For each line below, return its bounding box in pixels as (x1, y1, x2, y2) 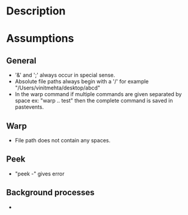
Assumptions (6, 32, 74, 46)
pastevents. (14, 103, 44, 111)
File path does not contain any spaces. (14, 137, 111, 144)
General (6, 55, 37, 65)
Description (6, 4, 66, 18)
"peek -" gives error (14, 170, 65, 177)
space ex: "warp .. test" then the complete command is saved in (14, 97, 173, 104)
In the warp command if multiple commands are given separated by (14, 91, 182, 98)
